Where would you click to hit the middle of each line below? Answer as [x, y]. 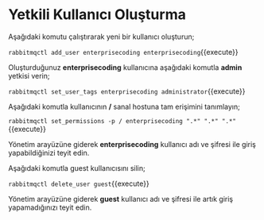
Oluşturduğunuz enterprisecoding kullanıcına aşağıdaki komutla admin [125, 67]
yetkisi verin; [29, 75]
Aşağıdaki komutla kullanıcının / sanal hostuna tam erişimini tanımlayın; [124, 106]
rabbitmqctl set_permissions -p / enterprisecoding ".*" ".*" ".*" [122, 121]
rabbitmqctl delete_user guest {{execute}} [79, 183]
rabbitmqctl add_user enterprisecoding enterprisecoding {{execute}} [123, 52]
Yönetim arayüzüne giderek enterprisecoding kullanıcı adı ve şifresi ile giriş [132, 144]
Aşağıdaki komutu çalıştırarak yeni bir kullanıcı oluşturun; [101, 37]
